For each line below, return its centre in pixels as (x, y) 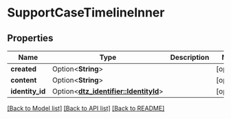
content (24, 80)
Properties (30, 38)
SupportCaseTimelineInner (86, 13)
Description (190, 57)
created (23, 69)
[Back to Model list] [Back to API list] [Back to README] (86, 108)
